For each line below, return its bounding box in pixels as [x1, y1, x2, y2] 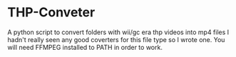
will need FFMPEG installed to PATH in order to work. [7, 43, 163, 51]
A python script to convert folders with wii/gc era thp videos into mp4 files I [7, 28, 230, 36]
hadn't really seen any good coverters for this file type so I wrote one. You [7, 35, 225, 43]
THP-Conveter [7, 4, 96, 21]
